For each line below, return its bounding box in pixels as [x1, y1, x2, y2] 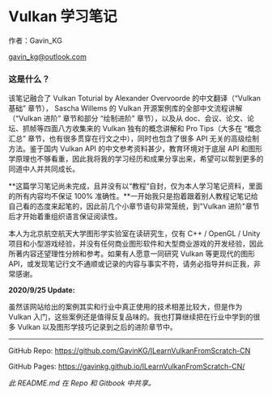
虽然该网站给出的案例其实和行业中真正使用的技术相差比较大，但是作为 [8, 302, 243, 312]
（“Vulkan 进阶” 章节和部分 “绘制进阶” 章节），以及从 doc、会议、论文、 [8, 114, 248, 124]
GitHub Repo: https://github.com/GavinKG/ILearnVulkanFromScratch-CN [8, 346, 251, 356]
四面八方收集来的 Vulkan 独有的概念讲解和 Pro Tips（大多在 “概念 [43, 124, 261, 133]
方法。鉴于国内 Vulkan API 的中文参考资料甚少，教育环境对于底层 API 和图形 [8, 144, 263, 154]
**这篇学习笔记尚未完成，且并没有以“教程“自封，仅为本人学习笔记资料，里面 [8, 181, 263, 191]
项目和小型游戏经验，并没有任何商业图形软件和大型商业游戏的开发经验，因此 [8, 239, 264, 249]
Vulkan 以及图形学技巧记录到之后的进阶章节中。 [17, 322, 178, 332]
